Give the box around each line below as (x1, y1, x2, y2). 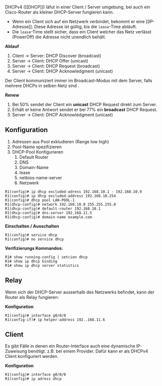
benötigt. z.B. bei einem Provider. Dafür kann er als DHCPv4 (28, 348, 148, 354)
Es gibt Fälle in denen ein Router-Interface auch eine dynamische (5, 343, 135, 349)
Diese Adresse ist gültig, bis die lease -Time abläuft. (34, 24, 137, 30)
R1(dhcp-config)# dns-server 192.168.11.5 (5, 210, 92, 215)
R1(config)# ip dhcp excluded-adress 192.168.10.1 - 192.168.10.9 (5, 189, 142, 194)
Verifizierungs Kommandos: (5, 245, 63, 251)
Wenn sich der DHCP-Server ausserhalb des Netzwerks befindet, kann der (5, 289, 155, 295)
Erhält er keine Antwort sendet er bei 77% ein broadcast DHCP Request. (12, 107, 158, 112)
